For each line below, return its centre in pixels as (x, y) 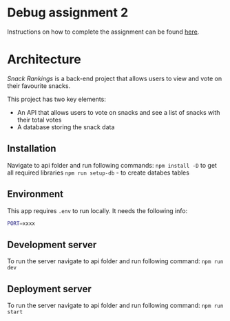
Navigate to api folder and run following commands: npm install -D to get (112, 165)
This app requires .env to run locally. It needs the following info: (97, 210)
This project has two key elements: (57, 99)
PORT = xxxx (21, 223)
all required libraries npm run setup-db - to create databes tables (98, 173)
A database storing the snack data (66, 127)
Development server (52, 244)
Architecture (44, 59)
